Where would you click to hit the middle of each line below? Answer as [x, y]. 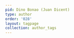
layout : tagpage [22, 23]
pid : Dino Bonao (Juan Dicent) [37, 10]
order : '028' [19, 19]
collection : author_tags [31, 28]
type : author [19, 14]
